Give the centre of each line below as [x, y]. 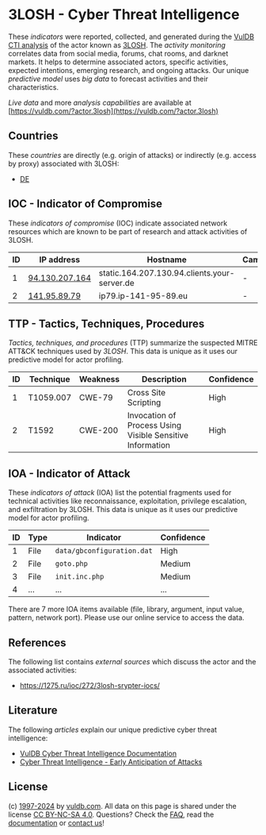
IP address [60, 260]
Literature [33, 711]
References [37, 643]
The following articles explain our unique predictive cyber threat [113, 729]
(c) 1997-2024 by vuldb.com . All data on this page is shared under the [122, 806]
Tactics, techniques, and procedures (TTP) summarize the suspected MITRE [133, 343]
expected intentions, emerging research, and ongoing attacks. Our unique [129, 70]
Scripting [144, 402]
